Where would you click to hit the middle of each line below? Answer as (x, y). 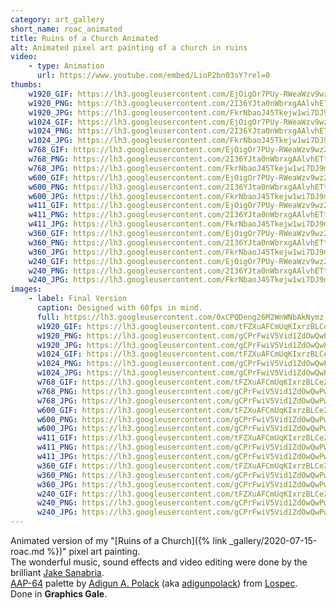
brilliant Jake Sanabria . (57, 572)
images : (26, 289)
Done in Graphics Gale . (59, 594)
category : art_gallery (57, 19)
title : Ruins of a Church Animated (84, 38)
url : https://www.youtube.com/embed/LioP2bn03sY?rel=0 (153, 76)
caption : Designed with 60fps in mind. (119, 308)
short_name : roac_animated (66, 29)
